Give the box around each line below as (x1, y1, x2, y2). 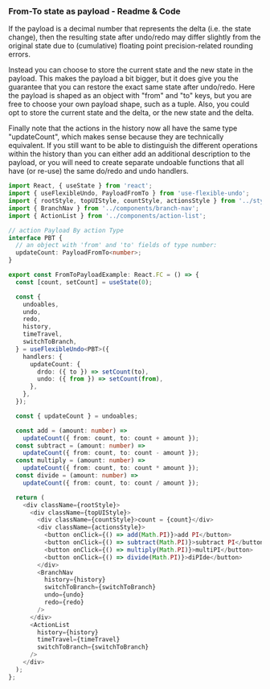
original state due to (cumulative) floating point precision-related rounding (8, 41, 253, 51)
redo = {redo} (43, 598, 84, 607)
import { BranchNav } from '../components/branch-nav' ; (8, 204, 199, 212)
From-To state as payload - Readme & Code (8, 6, 181, 17)
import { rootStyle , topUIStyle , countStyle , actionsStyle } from (8, 197, 235, 205)
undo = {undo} (43, 591, 84, 599)
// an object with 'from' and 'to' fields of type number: (15, 241, 218, 250)
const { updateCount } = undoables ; (15, 412, 138, 420)
